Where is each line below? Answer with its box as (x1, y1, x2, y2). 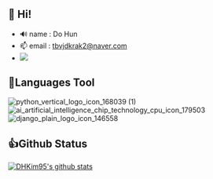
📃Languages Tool (8, 76, 95, 89)
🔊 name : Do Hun (19, 29, 78, 38)
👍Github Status (8, 137, 88, 151)
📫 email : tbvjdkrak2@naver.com (19, 41, 127, 50)
